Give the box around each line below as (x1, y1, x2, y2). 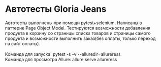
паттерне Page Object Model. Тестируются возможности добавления (5, 25, 151, 31)
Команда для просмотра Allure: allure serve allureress (5, 56, 117, 62)
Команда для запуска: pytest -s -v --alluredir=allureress (5, 51, 121, 57)
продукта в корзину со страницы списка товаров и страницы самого (5, 30, 151, 36)
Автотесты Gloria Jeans (5, 3, 107, 15)
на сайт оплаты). (5, 40, 40, 46)
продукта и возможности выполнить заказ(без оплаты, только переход (5, 35, 156, 41)
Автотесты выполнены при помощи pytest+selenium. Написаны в (5, 20, 142, 26)
